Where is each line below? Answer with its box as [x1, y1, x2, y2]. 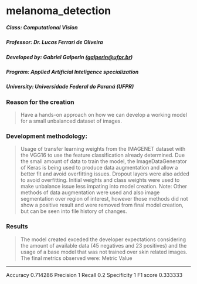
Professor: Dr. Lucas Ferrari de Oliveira [6, 39, 104, 46]
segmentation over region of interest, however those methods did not [20, 195, 189, 202]
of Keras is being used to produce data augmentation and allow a [20, 164, 178, 171]
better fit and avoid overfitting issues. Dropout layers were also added [20, 170, 189, 177]
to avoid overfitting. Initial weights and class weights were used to [20, 177, 180, 184]
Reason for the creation [6, 98, 74, 106]
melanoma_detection [6, 4, 111, 18]
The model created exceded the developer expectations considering [20, 236, 186, 243]
